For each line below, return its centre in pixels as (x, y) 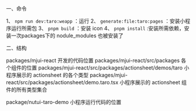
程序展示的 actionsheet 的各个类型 (47, 75)
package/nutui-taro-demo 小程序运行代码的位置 (64, 102)
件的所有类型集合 (27, 90)
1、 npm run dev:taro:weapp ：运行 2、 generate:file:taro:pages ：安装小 (96, 21)
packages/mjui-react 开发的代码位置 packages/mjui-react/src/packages (93, 60)
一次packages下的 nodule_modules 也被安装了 (67, 36)
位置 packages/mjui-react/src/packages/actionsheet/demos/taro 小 (108, 68)
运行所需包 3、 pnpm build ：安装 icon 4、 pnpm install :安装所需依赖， (97, 28)
